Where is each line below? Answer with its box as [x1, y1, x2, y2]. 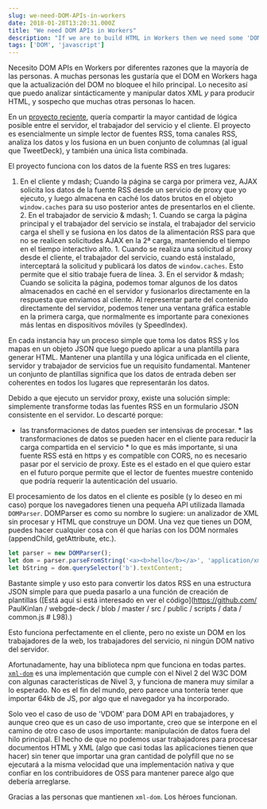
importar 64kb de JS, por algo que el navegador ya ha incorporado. [8, 693, 230, 703]
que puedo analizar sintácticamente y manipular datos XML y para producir [8, 88, 255, 98]
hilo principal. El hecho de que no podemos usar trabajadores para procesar [8, 734, 258, 744]
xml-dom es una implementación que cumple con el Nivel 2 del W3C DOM [8, 668, 248, 678]
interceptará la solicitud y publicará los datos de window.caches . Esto [19, 261, 244, 271]
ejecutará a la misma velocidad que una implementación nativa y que [8, 760, 234, 769]
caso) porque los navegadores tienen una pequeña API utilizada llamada [8, 500, 245, 509]
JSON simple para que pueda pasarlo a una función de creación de [8, 586, 229, 596]
